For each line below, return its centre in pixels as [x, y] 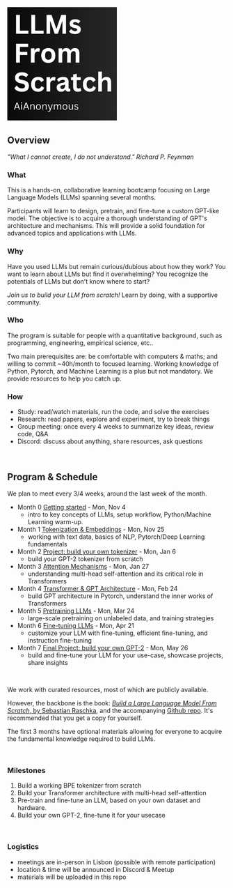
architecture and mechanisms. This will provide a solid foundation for [106, 226]
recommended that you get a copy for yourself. [75, 718]
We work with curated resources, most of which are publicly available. [108, 689]
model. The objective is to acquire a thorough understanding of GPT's [107, 218]
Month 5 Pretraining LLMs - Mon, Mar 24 [76, 611]
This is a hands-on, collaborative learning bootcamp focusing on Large [109, 190]
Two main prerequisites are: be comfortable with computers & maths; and [112, 356]
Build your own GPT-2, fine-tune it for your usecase [91, 816]
